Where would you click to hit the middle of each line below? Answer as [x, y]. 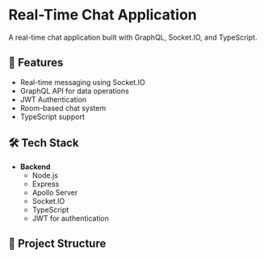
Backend [35, 167]
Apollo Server [55, 192]
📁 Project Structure [57, 243]
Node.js [45, 175]
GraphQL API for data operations [74, 91]
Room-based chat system [63, 108]
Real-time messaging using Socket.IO [82, 82]
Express [46, 184]
